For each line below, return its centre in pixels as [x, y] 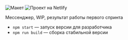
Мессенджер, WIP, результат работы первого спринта [64, 17]
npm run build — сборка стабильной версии [60, 32]
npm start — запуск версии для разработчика [62, 27]
